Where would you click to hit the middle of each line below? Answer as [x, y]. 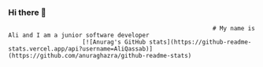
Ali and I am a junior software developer [79, 35]
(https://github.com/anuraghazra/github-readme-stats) [100, 56]
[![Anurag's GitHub [114, 42]
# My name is [234, 29]
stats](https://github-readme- [200, 42]
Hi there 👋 [28, 12]
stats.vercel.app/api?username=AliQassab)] [81, 49]
